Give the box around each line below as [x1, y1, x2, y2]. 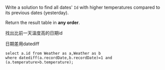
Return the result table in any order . [5, 20, 80, 25]
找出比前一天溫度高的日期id [5, 30, 62, 36]
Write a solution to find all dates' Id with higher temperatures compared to [5, 5, 160, 10]
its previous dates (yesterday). [5, 10, 69, 16]
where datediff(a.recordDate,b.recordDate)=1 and [5, 55, 113, 60]
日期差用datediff [5, 41, 40, 47]
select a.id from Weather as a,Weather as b [5, 51, 101, 56]
